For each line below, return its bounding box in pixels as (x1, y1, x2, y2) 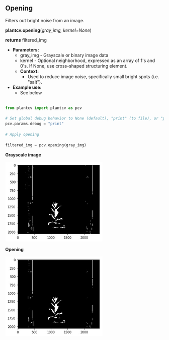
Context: (20, 68, 39, 74)
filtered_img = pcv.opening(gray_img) (5, 142, 87, 148)
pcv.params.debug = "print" (5, 121, 64, 127)
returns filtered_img (5, 37, 47, 43)
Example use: (12, 84, 42, 90)
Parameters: (12, 46, 39, 52)
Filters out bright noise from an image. (5, 17, 84, 23)
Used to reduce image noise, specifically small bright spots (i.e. (27, 73, 159, 80)
